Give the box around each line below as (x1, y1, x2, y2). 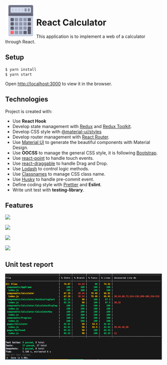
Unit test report (5, 260, 54, 268)
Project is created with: (5, 108, 53, 114)
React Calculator (36, 17, 107, 28)
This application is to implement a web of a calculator (36, 33, 146, 39)
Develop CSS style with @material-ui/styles (12, 128, 102, 134)
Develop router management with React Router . (12, 134, 110, 140)
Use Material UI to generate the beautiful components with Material (12, 139, 151, 145)
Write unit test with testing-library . (12, 187, 84, 193)
